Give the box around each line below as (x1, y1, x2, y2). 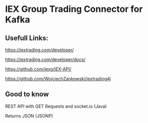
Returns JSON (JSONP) (5, 113, 53, 119)
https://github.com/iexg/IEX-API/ (5, 66, 72, 72)
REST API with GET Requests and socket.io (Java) (5, 103, 107, 109)
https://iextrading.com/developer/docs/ (5, 57, 86, 62)
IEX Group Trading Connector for (5, 3, 143, 15)
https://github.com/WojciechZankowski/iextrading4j (5, 76, 111, 81)
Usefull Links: (5, 34, 49, 42)
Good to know (5, 90, 49, 99)
